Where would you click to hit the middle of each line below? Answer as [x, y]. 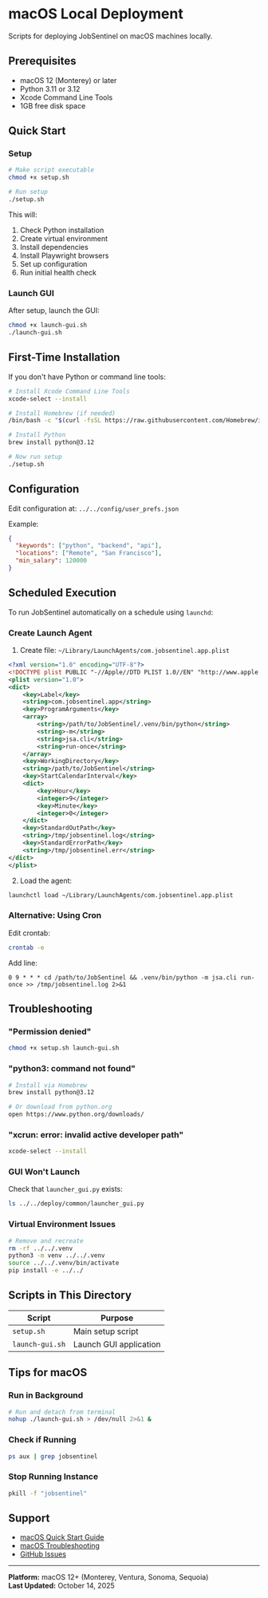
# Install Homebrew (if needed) [62, 413]
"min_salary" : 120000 [51, 561]
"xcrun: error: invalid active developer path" [96, 1134]
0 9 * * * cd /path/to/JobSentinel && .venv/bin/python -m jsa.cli [123, 977]
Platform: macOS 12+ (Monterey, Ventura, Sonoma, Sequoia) [108, 1577]
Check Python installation [62, 230]
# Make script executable [51, 170]
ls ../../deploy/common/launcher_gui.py [77, 1204]
